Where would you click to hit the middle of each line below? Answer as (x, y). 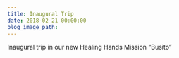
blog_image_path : (33, 27)
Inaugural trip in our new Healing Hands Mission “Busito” (89, 47)
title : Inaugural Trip (41, 14)
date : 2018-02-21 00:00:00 (47, 21)
